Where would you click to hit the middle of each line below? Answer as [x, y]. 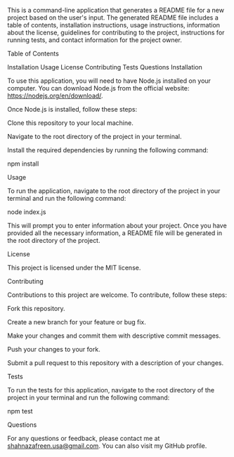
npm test [20, 411]
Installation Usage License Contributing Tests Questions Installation [105, 67]
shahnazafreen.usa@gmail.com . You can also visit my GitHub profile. [107, 446]
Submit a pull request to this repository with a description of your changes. [116, 363]
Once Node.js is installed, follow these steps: [72, 109]
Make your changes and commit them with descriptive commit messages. [114, 336]
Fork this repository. [36, 309]
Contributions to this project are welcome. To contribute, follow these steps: [117, 295]
